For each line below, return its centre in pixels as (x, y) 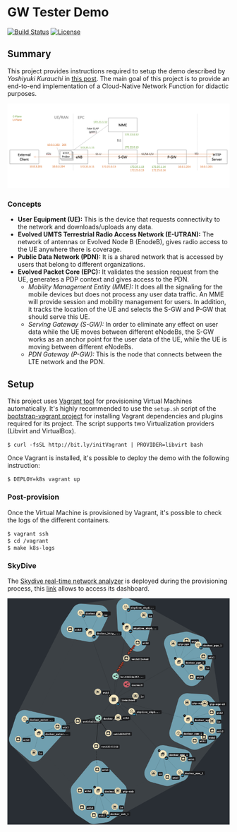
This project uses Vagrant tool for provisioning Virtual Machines (100, 401)
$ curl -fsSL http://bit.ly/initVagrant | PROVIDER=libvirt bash (105, 445)
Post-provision (34, 497)
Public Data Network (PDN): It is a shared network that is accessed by (120, 257)
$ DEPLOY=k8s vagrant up (44, 480)
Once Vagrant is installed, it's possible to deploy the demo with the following (118, 458)
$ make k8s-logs (31, 548)
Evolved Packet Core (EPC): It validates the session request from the (118, 272)
